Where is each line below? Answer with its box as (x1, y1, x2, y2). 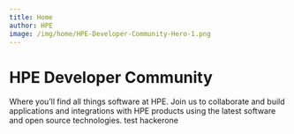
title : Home (9, 12, 53, 22)
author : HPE (9, 21, 53, 30)
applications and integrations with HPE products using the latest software (9, 106, 276, 116)
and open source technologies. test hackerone (9, 115, 179, 126)
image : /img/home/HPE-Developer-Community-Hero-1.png (9, 29, 212, 38)
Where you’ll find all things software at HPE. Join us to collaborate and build (9, 96, 285, 107)
